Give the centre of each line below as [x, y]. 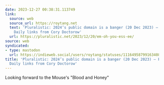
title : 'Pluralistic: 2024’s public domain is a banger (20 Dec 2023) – [81, 59]
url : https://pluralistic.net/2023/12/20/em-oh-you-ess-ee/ [72, 37]
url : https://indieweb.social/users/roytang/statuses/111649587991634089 [86, 55]
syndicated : [17, 46]
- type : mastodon [23, 50]
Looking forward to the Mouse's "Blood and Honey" [57, 78]
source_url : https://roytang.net [43, 23]
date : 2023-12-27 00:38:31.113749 [40, 9]
